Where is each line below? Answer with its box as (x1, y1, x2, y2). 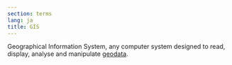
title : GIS (7, 23, 40, 30)
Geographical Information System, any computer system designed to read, (7, 43, 226, 51)
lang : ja (7, 17, 33, 24)
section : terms (7, 10, 53, 17)
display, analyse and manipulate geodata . (7, 50, 129, 58)
